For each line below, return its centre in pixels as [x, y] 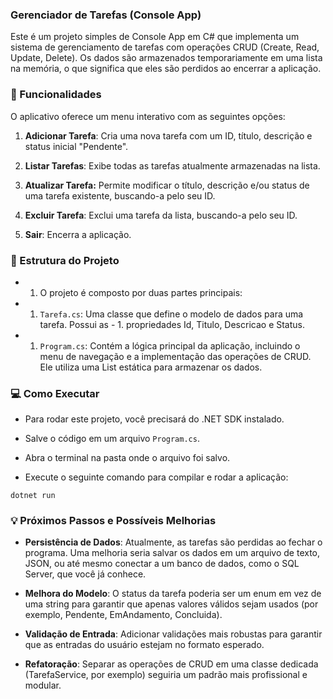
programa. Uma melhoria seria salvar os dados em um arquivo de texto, [172, 553]
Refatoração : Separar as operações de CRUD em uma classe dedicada [171, 664]
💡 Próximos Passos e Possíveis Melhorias [113, 521]
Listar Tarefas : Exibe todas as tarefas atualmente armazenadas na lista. [172, 165]
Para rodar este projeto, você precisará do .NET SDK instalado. [154, 419]
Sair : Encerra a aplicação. [78, 234]
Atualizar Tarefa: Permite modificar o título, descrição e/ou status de [167, 185]
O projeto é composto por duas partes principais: [141, 292]
